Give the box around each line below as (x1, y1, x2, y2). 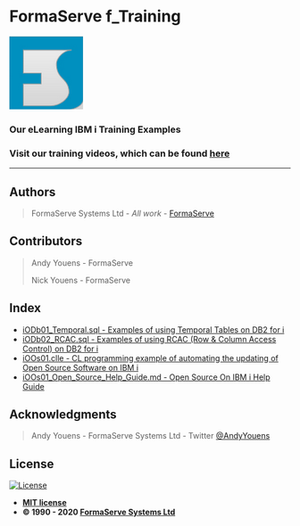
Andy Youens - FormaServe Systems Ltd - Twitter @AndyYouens (30, 431, 271, 441)
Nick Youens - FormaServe (30, 275, 131, 285)
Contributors (9, 234, 83, 249)
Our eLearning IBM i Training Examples (9, 123, 181, 136)
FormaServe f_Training (9, 6, 181, 27)
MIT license (21, 497, 67, 508)
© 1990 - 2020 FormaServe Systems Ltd (21, 506, 176, 518)
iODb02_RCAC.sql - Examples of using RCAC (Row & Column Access (21, 333, 277, 344)
